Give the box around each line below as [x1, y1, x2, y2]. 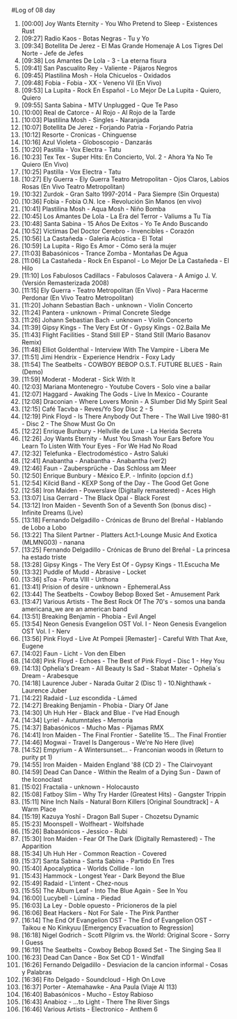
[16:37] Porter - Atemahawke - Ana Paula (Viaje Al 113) [21, 983, 178, 991]
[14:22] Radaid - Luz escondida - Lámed [21, 694, 138, 702]
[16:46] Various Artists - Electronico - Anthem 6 [21, 1005, 158, 1013]
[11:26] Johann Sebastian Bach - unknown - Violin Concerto [21, 316, 193, 324]
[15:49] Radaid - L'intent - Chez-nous [21, 879, 129, 887]
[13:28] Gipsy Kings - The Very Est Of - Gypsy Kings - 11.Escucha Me [21, 561, 220, 568]
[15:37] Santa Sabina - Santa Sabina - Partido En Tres [21, 857, 174, 865]
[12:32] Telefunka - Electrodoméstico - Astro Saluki [21, 449, 169, 458]
